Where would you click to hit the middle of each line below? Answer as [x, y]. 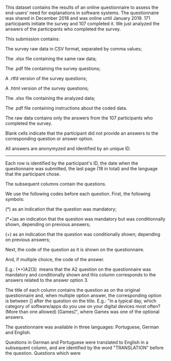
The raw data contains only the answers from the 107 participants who [79, 118]
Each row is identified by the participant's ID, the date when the [72, 163]
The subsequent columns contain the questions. [56, 184]
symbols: [15, 199]
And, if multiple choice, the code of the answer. [55, 259]
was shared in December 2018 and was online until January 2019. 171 [78, 18]
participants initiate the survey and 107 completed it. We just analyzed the [82, 23]
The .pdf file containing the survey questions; [53, 69]
